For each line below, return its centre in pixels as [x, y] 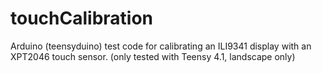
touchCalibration [82, 18]
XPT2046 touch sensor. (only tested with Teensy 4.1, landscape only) [153, 56]
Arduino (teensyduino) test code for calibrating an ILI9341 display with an [161, 46]
